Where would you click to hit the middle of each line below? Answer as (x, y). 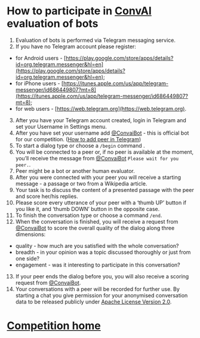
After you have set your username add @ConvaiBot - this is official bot (102, 133)
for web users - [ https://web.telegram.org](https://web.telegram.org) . (101, 108)
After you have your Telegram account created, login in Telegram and (101, 120)
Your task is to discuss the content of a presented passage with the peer (105, 190)
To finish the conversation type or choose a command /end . (89, 215)
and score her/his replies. (47, 196)
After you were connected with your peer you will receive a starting (98, 177)
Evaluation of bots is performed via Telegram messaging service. (95, 40)
